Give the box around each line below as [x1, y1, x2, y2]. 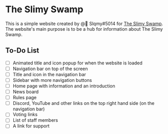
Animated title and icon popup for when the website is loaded [12, 60, 142, 66]
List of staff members [12, 117, 58, 123]
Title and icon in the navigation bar [12, 71, 86, 77]
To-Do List [5, 46, 39, 55]
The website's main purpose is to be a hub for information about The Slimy [5, 26, 163, 32]
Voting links [12, 111, 38, 118]
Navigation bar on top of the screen [12, 65, 88, 72]
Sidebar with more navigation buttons [12, 77, 92, 83]
